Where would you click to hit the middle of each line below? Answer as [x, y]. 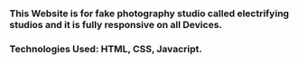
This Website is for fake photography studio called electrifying [149, 14]
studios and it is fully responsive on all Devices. [116, 24]
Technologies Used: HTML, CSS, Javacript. [106, 49]
